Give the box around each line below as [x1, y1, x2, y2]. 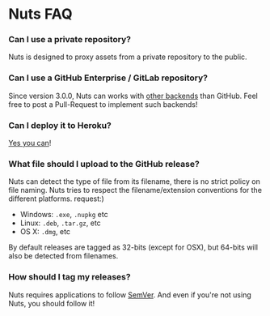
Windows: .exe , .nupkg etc [19, 210, 108, 220]
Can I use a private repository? [8, 34, 132, 45]
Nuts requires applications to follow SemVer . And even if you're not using [8, 289, 252, 300]
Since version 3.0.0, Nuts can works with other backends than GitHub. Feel [8, 91, 259, 100]
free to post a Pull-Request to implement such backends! [8, 99, 198, 109]
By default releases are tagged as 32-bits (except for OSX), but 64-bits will [8, 242, 259, 252]
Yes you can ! [8, 139, 52, 148]
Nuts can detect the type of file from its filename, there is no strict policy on [8, 177, 260, 186]
